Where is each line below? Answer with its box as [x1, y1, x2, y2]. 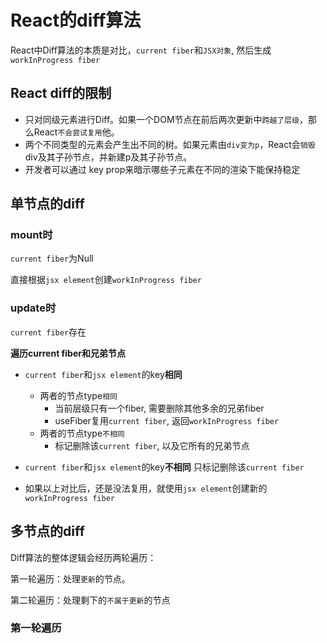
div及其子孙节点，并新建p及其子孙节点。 [24, 151, 193, 163]
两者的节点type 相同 [39, 389, 118, 401]
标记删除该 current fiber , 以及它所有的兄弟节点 [54, 439, 250, 451]
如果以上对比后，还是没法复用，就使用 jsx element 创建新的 [24, 482, 268, 494]
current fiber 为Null [10, 252, 94, 265]
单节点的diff [10, 196, 85, 213]
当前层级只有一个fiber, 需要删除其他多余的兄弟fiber [54, 402, 265, 414]
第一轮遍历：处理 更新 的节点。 [10, 572, 131, 585]
